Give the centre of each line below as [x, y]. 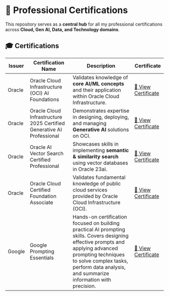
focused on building [96, 223]
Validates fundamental [99, 177]
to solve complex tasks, [100, 261]
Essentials [42, 257]
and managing [90, 123]
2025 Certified [48, 123]
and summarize [91, 273]
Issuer [16, 66]
